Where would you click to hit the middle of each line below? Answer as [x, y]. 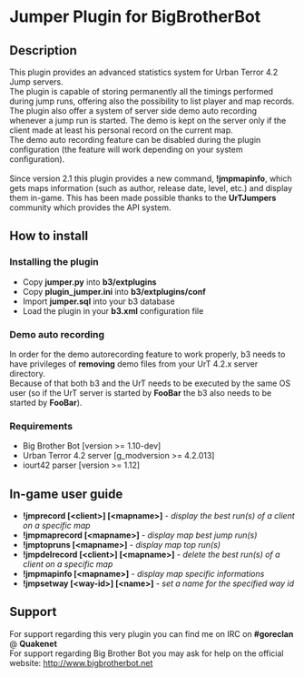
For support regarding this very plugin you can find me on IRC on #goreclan [152, 633]
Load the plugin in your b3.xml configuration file [113, 310]
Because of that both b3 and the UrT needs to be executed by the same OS [150, 383]
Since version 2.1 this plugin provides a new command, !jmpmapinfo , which [151, 178]
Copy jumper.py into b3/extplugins [89, 282]
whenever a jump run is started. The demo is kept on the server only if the [148, 121]
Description [43, 51]
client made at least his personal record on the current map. [121, 130]
